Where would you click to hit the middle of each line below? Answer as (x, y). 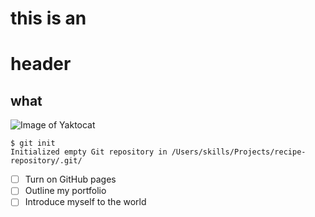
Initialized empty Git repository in (89, 152)
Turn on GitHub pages (70, 179)
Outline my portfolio (65, 191)
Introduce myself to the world (85, 202)
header (41, 64)
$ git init (33, 143)
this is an (48, 18)
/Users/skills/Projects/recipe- (239, 152)
